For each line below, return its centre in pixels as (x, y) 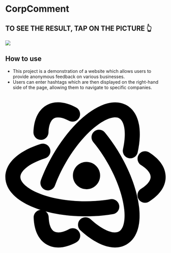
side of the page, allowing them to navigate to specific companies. (82, 87)
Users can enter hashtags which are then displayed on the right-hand (85, 82)
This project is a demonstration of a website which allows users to (82, 71)
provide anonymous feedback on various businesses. (69, 77)
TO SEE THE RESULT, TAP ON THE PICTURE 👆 (79, 28)
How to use (23, 59)
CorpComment (37, 9)
